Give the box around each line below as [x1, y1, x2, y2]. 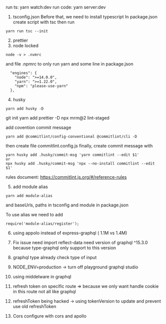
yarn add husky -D [5, 106, 44, 111]
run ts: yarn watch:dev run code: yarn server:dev [5, 4, 106, 10]
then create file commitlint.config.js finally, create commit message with [5, 143, 153, 148]
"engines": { [10, 70, 37, 75]
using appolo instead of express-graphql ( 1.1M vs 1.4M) [12, 230, 127, 236]
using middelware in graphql [12, 274, 72, 279]
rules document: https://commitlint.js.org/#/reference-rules [5, 174, 127, 180]
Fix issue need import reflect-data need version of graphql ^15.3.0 [12, 240, 148, 245]
